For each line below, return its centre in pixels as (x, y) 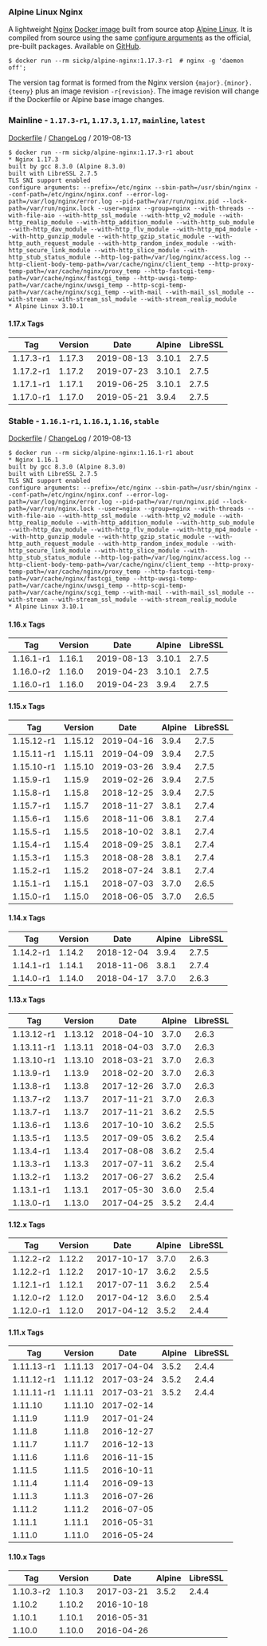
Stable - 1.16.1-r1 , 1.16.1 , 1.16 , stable (84, 421)
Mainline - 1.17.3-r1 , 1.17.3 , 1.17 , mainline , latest (107, 121)
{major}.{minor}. (224, 83)
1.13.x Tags (27, 999)
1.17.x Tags (26, 324)
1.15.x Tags (27, 706)
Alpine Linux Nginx (46, 12)
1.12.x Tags (27, 1225)
